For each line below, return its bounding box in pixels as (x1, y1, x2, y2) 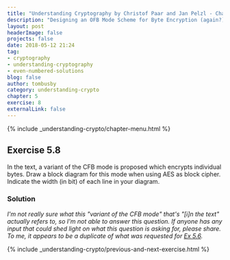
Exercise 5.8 (7, 145, 62, 156)
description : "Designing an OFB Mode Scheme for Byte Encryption (7, 16, 197, 23)
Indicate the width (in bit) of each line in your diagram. (7, 177, 160, 185)
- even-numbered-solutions (7, 67, 84, 74)
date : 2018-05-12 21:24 (7, 42, 75, 49)
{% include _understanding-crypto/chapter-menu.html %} (7, 124, 171, 132)
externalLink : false (7, 106, 66, 113)
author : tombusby (7, 80, 57, 87)
